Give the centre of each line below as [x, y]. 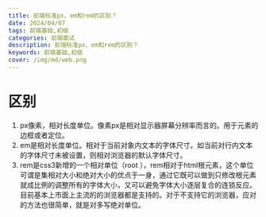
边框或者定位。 [44, 135]
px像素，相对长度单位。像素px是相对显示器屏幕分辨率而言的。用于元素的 [139, 125]
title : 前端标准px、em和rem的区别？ [63, 15]
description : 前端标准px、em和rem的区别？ [73, 45]
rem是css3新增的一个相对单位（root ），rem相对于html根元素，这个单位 [137, 165]
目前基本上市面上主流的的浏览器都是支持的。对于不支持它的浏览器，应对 [138, 195]
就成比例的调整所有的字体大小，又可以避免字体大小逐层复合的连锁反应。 [138, 184]
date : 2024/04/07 [37, 23]
